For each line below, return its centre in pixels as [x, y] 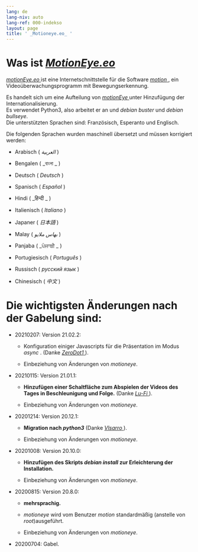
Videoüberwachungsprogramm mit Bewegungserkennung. [77, 86]
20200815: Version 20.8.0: [47, 491]
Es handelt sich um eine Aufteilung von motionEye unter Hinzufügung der [95, 97]
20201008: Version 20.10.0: [48, 451]
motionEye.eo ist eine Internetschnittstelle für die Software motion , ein [92, 80]
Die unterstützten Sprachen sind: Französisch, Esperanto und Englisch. [92, 123]
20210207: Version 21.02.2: [48, 335]
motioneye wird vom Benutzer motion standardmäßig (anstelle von [104, 515]
